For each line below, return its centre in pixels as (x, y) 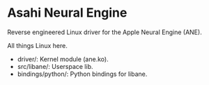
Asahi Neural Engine (67, 13)
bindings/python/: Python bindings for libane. (82, 74)
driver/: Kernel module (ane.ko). (63, 59)
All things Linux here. (37, 45)
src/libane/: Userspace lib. (55, 66)
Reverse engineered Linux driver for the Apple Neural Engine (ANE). (104, 32)
